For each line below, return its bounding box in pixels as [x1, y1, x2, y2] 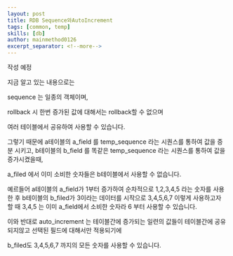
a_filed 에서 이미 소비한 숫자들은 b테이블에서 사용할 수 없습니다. [7, 170, 182, 178]
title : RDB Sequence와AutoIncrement [7, 17, 114, 24]
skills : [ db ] [7, 29, 46, 37]
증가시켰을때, [7, 155, 44, 163]
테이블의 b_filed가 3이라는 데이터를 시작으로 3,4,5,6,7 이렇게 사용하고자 [25, 194, 222, 202]
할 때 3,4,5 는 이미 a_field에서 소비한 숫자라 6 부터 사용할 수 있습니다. [7, 203, 198, 210]
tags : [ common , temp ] [7, 23, 71, 30]
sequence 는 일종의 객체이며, [7, 93, 88, 101]
